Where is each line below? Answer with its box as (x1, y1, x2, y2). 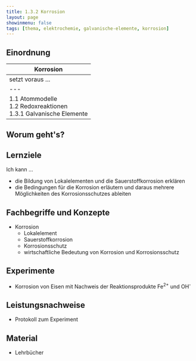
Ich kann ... (6, 166, 34, 173)
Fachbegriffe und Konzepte (6, 207, 110, 218)
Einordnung (6, 47, 51, 57)
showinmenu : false (6, 20, 52, 26)
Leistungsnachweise (6, 300, 85, 310)
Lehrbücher (14, 349, 44, 356)
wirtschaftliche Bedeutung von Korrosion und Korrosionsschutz (23, 249, 180, 256)
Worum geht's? (6, 129, 65, 140)
